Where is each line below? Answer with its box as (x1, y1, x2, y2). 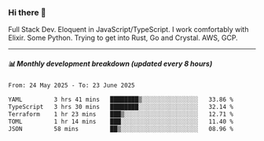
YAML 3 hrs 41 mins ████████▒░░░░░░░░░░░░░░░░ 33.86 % (8, 96, 234, 104)
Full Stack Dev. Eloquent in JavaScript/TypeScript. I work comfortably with (8, 25, 249, 34)
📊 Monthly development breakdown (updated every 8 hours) (8, 59, 213, 68)
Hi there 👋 (8, 7, 47, 18)
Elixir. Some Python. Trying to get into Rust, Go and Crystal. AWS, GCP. (8, 33, 238, 42)
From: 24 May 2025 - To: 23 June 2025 (8, 81, 135, 89)
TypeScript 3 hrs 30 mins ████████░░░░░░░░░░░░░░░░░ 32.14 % (8, 103, 234, 111)
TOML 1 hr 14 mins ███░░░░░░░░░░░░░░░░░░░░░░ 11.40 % (8, 117, 234, 125)
